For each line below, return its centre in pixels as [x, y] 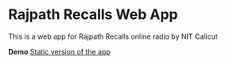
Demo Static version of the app [60, 51]
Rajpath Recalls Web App [93, 15]
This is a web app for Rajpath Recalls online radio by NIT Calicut [113, 36]
